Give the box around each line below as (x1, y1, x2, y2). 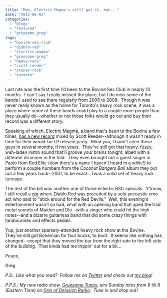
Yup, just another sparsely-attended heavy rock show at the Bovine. (5, 227, 145, 233)
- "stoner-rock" (9, 68, 43, 73)
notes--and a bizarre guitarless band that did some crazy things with (5, 212, 147, 218)
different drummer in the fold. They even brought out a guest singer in (5, 154, 151, 160)
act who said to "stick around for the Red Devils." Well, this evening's (5, 196, 148, 202)
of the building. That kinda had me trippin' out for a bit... (5, 243, 121, 249)
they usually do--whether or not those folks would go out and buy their (5, 113, 151, 119)
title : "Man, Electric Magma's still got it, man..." (5, 7, 120, 13)
